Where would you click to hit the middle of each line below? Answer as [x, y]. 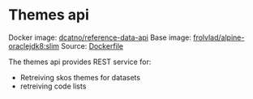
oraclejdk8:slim [34, 45]
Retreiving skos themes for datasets [80, 77]
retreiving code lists [53, 86]
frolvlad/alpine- [219, 37]
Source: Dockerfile [92, 45]
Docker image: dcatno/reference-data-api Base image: [100, 37]
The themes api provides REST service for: [80, 62]
